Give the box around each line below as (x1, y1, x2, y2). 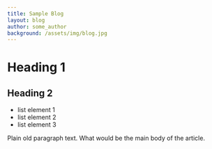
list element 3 (17, 120, 57, 129)
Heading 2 (7, 87, 54, 99)
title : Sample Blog (7, 10, 64, 17)
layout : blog (7, 17, 45, 24)
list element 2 (17, 113, 56, 122)
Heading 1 (7, 60, 66, 75)
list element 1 (17, 106, 56, 114)
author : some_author (7, 23, 68, 30)
